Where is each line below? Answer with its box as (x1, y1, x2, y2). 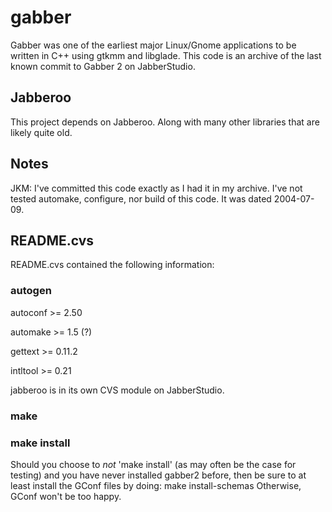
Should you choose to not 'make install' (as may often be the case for (10, 458, 297, 470)
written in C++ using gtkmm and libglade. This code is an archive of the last (10, 49, 322, 61)
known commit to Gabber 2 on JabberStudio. (10, 60, 196, 72)
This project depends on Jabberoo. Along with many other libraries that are (10, 116, 320, 128)
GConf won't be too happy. (10, 490, 122, 502)
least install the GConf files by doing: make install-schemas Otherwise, (10, 479, 302, 491)
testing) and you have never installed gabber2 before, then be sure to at (10, 469, 307, 481)
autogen (10, 284, 52, 298)
